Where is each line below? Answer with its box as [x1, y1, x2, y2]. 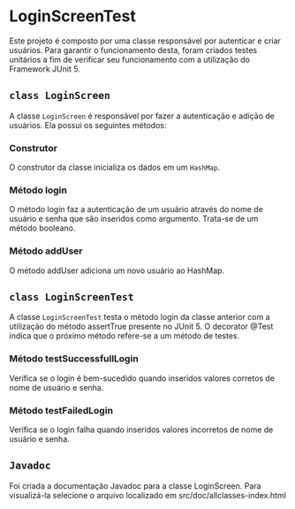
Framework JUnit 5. [9, 64, 81, 74]
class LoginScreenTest [9, 291, 134, 304]
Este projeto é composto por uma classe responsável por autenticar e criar [9, 35, 281, 46]
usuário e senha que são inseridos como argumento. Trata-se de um [9, 214, 259, 224]
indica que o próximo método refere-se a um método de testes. [9, 330, 240, 341]
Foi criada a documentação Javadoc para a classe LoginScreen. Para [9, 480, 261, 491]
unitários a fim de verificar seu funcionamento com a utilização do [9, 54, 250, 65]
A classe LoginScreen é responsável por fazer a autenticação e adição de [9, 110, 276, 121]
